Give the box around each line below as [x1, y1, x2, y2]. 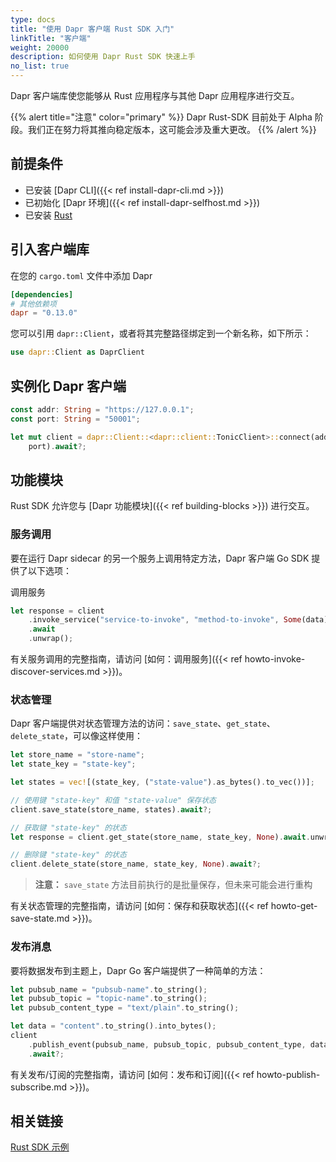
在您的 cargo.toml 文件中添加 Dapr [10, 269, 153, 281]
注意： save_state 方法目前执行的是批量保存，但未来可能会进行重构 [34, 879, 313, 891]
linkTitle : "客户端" [10, 33, 92, 43]
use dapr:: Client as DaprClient [10, 347, 145, 358]
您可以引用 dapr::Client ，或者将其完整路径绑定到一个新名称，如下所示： [10, 327, 312, 340]
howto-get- [270, 900, 318, 912]
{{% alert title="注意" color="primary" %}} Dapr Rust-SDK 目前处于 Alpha [10, 111, 313, 123]
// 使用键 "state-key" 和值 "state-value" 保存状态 [10, 795, 217, 805]
